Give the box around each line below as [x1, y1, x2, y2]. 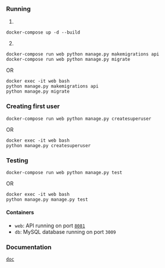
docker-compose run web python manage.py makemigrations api [6, 51, 160, 57]
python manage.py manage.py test [6, 197, 88, 202]
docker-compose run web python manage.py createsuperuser [6, 116, 151, 122]
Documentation [6, 243, 52, 251]
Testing [6, 156, 28, 164]
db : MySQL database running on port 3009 [14, 228, 116, 236]
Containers [6, 209, 34, 216]
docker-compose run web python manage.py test [6, 169, 123, 175]
